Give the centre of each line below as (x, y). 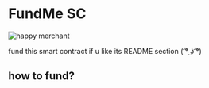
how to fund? (42, 76)
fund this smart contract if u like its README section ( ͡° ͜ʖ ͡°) (105, 51)
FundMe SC (47, 14)
